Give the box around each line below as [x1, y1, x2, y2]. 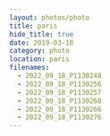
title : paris [9, 21, 58, 30]
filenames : [9, 64, 50, 72]
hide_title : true [9, 30, 74, 38]
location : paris [9, 55, 70, 64]
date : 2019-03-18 [9, 38, 74, 47]
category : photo [9, 47, 70, 55]
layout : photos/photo [9, 13, 90, 22]
